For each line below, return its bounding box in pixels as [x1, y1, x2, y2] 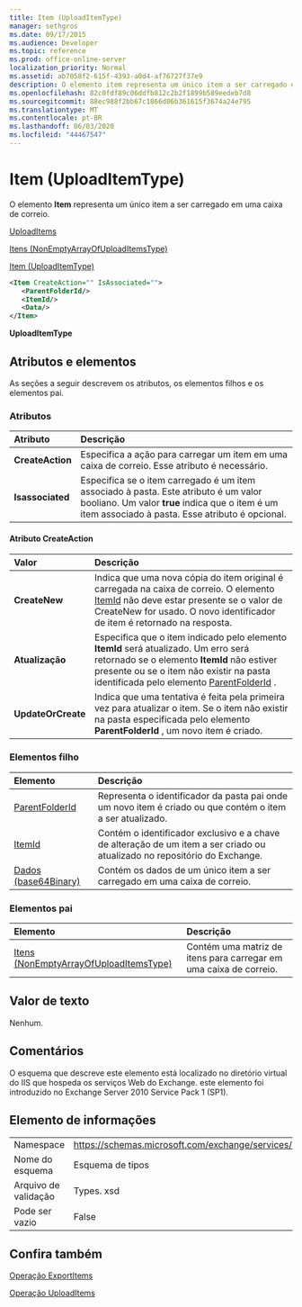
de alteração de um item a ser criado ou [97, 838, 266, 851]
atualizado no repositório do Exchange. [97, 849, 263, 861]
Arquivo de [13, 1178, 60, 1191]
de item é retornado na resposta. [93, 616, 232, 628]
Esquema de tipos [73, 1158, 150, 1171]
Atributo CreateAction [9, 533, 93, 544]
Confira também [9, 1246, 103, 1261]
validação [13, 1190, 56, 1203]
